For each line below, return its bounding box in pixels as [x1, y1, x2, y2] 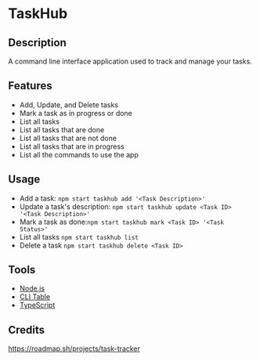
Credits [8, 323, 45, 337]
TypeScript [19, 301, 56, 310]
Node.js [19, 283, 45, 294]
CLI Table [19, 292, 51, 301]
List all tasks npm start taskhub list [19, 232, 139, 241]
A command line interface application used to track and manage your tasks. [8, 56, 252, 66]
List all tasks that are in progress [19, 142, 125, 151]
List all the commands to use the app [19, 150, 139, 159]
